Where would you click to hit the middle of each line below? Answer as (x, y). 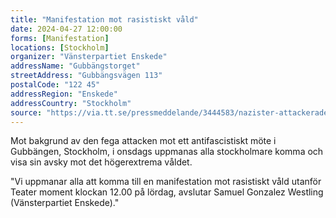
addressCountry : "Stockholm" (71, 103)
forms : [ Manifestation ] (60, 38)
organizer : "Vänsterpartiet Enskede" (89, 57)
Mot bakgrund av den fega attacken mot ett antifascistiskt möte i (143, 141)
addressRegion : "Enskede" (64, 94)
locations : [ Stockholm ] (60, 47)
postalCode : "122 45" (55, 85)
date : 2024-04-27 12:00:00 (66, 29)
